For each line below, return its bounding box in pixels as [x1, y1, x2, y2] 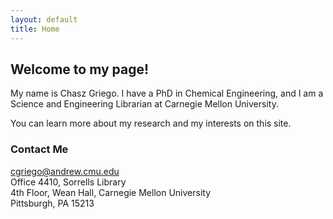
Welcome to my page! [10, 61, 150, 78]
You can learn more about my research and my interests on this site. [10, 117, 292, 130]
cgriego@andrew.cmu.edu [10, 165, 120, 177]
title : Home [10, 24, 60, 34]
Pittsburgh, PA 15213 [10, 197, 95, 209]
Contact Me [10, 142, 69, 156]
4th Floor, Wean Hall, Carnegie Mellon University [10, 186, 212, 198]
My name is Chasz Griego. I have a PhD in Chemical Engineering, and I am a [10, 87, 324, 100]
